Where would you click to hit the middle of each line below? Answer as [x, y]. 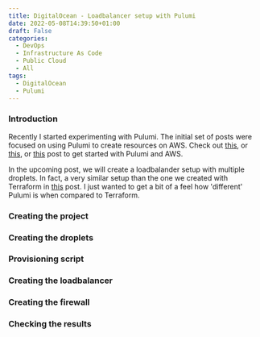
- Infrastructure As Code [59, 53]
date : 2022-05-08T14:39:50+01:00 [64, 23]
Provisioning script [46, 259]
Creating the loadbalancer [60, 281]
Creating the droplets [51, 237]
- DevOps [30, 46]
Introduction [33, 119]
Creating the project [48, 216]
